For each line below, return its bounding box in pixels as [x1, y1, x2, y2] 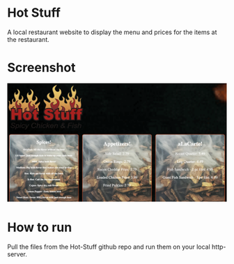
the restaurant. [7, 35, 50, 43]
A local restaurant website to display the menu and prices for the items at [7, 28, 217, 36]
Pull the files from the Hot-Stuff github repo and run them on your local [7, 242, 210, 251]
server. [7, 249, 28, 258]
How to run [7, 219, 72, 235]
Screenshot [7, 60, 76, 76]
